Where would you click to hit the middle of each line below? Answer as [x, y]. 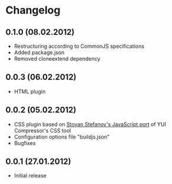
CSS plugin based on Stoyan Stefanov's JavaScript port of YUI [90, 124]
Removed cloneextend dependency [57, 59]
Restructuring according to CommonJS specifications [79, 46]
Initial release [30, 176]
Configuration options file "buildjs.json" [62, 137]
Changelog [33, 10]
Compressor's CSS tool [42, 130]
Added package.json [39, 52]
